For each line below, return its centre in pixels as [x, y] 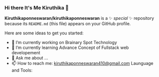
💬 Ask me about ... [30, 58]
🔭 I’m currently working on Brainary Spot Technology [64, 43]
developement [26, 53]
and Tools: [22, 70]
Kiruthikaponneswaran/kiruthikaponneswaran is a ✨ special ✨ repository [79, 18]
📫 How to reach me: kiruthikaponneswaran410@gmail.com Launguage [82, 63]
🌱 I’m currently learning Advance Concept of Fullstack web [70, 47]
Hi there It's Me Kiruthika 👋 [36, 8]
